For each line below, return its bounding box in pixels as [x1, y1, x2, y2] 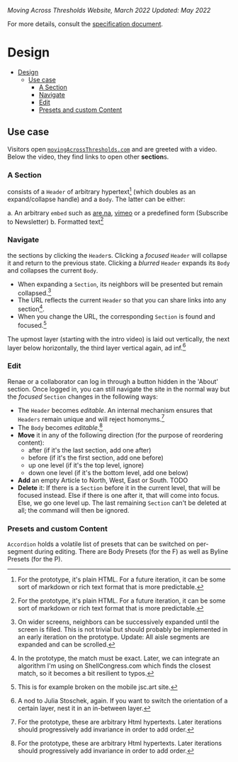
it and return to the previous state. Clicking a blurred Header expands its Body [7, 258, 230, 267]
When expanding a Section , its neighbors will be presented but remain [17, 280, 223, 288]
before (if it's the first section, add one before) [28, 453, 164, 462]
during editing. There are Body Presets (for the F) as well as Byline [34, 547, 229, 556]
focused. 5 [17, 319, 47, 329]
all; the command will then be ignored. [17, 506, 130, 514]
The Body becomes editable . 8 [17, 422, 103, 431]
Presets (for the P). [7, 555, 62, 564]
